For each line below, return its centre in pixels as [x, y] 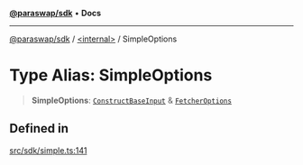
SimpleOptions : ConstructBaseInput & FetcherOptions [132, 100]
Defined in [39, 128]
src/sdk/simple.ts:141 [48, 150]
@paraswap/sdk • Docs [55, 13]
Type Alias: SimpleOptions [111, 75]
